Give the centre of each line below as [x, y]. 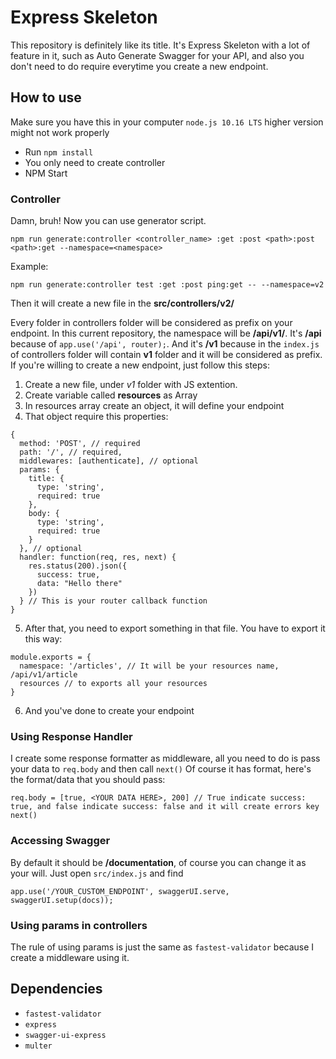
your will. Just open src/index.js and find [97, 873]
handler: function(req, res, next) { [98, 557]
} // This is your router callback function [113, 601]
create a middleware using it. [70, 957]
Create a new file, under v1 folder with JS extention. [131, 385]
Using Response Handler [71, 736]
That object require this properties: [96, 417]
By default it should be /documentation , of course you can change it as [158, 862]
